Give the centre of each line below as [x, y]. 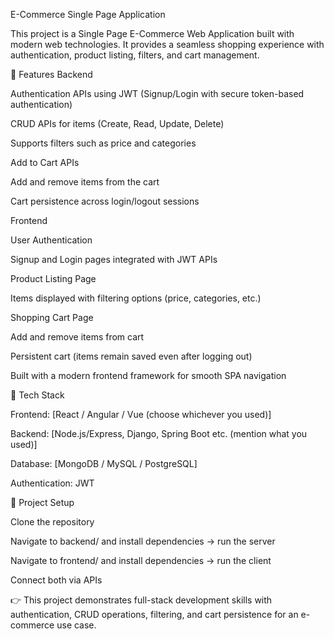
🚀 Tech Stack [37, 395]
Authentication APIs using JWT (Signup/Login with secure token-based [157, 93]
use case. [76, 625]
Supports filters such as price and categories [103, 143]
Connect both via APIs [56, 580]
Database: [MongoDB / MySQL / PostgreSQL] [104, 463]
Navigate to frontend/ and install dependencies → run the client [141, 560]
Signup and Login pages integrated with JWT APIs [114, 259]
